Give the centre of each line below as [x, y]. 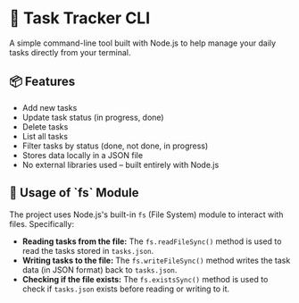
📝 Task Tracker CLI [80, 18]
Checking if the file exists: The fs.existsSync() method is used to [145, 279]
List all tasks [45, 136]
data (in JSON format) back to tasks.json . [100, 269]
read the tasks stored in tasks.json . [88, 250]
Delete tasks [45, 126]
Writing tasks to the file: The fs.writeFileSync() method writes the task [156, 260]
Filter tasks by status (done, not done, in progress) [115, 146]
